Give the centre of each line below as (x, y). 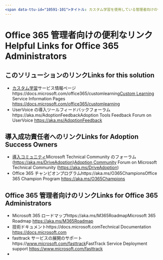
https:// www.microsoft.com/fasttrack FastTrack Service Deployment (80, 243)
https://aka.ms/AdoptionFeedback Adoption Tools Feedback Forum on (82, 115)
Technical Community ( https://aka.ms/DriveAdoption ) (65, 167)
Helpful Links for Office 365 (62, 46)
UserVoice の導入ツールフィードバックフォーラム (61, 110)
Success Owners (31, 145)
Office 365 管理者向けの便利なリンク (79, 35)
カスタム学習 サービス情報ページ (44, 88)
